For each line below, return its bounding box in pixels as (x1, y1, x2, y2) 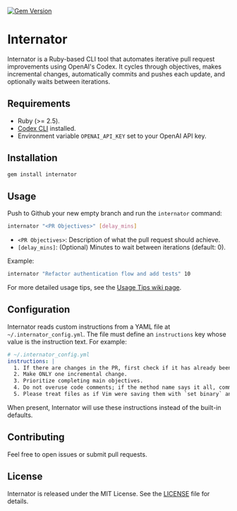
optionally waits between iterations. (7, 77, 111, 86)
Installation (7, 152, 58, 164)
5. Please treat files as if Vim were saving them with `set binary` (13, 391, 222, 398)
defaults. (7, 411, 33, 419)
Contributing (7, 431, 65, 443)
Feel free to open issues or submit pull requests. (7, 450, 147, 459)
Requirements (7, 98, 71, 110)
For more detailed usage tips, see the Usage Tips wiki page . (7, 283, 182, 291)
